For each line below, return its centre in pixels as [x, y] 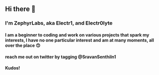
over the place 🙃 [23, 45]
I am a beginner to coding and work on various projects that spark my [77, 35]
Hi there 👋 [20, 9]
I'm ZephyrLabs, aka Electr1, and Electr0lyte [59, 23]
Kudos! [13, 68]
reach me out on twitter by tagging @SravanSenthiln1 [61, 57]
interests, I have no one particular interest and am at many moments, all [79, 40]
